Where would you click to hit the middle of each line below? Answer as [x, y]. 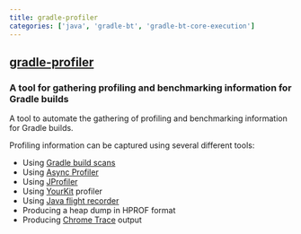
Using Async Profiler [60, 172]
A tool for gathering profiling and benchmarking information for [150, 88]
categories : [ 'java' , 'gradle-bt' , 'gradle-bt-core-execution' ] [132, 26]
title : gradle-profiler [54, 17]
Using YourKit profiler [62, 191]
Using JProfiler [50, 182]
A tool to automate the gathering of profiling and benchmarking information [148, 118]
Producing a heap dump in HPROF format [99, 211]
